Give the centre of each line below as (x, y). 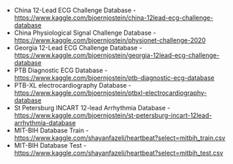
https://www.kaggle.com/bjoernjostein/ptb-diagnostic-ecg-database (114, 78)
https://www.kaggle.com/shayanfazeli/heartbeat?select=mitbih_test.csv (119, 153)
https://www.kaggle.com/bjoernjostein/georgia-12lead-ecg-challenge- (117, 55)
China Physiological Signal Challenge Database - (85, 33)
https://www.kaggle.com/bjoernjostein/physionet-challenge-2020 (110, 40)
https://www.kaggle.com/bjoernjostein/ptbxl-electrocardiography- (110, 93)
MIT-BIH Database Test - (50, 145)
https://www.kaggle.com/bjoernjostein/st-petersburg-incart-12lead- (113, 115)
